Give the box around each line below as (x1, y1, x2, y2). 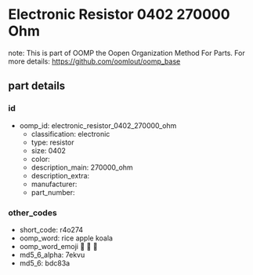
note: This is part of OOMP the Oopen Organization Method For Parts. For (8, 48, 245, 57)
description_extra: (31, 170, 90, 180)
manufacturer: (31, 179, 78, 189)
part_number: (31, 187, 75, 197)
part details (8, 79, 66, 93)
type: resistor (31, 137, 74, 147)
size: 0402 (31, 145, 67, 155)
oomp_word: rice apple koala (19, 233, 114, 243)
